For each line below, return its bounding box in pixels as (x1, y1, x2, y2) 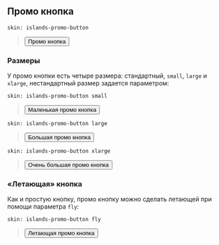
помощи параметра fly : (7, 202, 80, 211)
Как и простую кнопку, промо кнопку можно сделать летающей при (7, 195, 213, 204)
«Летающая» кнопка (7, 179, 82, 189)
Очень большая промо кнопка (27, 161, 109, 169)
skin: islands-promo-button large (7, 120, 108, 127)
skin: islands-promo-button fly (7, 216, 101, 223)
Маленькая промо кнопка (27, 106, 97, 114)
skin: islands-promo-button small (7, 92, 108, 100)
